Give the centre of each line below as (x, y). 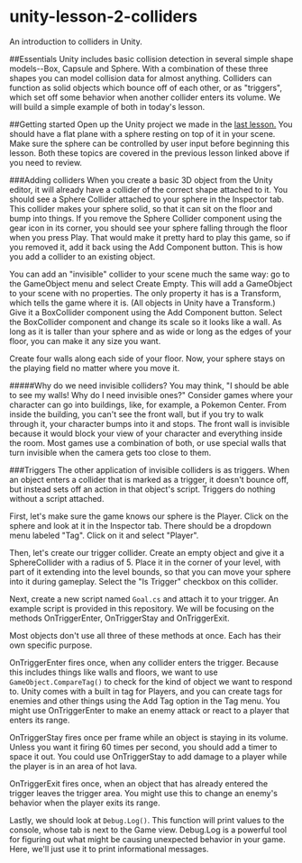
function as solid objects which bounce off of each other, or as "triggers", (146, 87)
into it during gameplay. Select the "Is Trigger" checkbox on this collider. (144, 581)
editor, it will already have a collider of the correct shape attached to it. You (149, 189)
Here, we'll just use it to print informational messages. (109, 849)
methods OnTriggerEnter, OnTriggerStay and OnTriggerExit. (119, 618)
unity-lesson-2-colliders (104, 17)
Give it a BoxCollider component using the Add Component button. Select (146, 312)
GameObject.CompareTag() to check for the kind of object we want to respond (151, 681)
